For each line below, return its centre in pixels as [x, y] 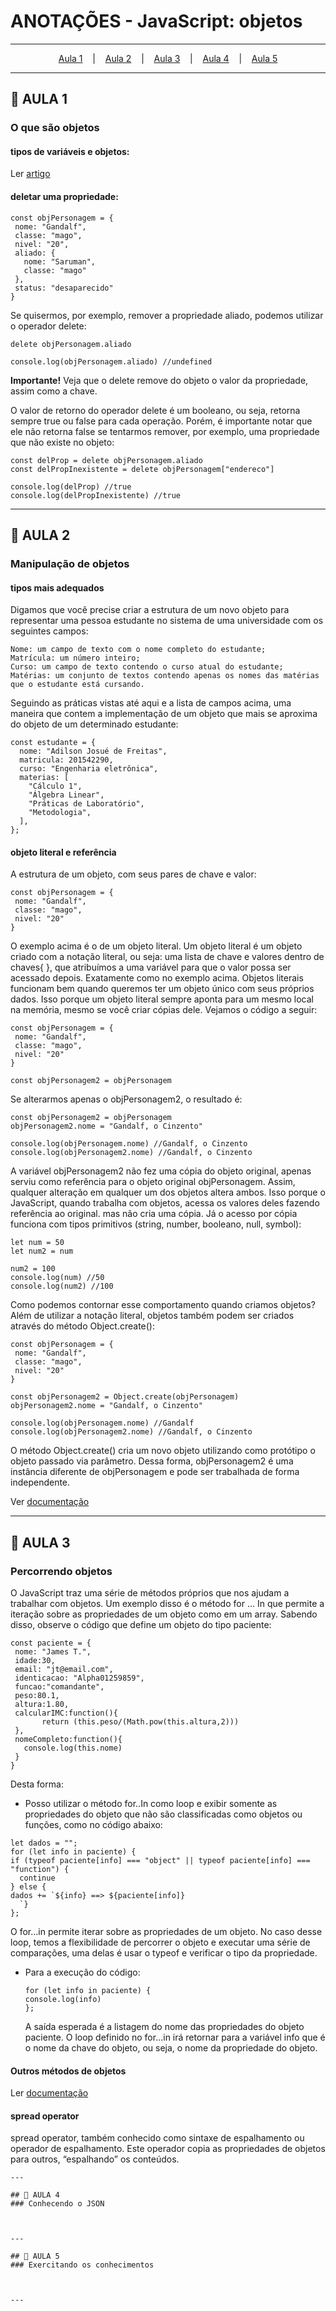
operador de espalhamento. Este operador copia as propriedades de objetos [168, 2149]
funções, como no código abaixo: [93, 1825]
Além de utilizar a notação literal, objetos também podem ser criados [152, 1316]
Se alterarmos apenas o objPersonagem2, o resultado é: [126, 1099]
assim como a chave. [54, 391]
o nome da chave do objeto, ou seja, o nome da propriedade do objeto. [171, 2048]
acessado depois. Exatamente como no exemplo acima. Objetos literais [157, 978]
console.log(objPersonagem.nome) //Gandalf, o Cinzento [129, 1144]
